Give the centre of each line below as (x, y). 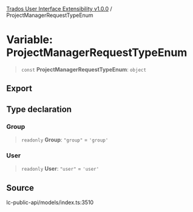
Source (20, 188)
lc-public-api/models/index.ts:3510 (50, 202)
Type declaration (39, 109)
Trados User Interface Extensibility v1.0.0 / (59, 9)
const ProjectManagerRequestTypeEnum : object (84, 69)
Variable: (30, 40)
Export (19, 88)
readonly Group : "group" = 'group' (65, 140)
